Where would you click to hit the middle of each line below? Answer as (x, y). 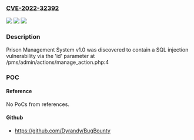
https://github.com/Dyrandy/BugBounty (62, 131)
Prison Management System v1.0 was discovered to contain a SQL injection (97, 49)
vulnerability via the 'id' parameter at (51, 56)
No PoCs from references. (38, 104)
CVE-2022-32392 (33, 8)
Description (23, 37)
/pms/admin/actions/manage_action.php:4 (58, 62)
